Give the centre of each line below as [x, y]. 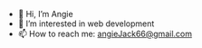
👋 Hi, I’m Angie [46, 14]
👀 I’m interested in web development [86, 24]
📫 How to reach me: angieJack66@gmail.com [105, 34]
